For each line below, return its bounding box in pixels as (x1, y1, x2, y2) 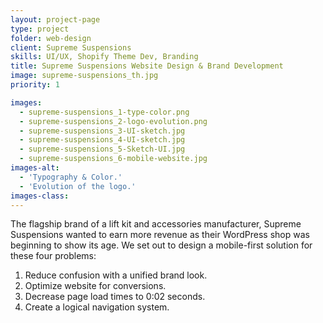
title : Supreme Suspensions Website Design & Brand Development (10, 61, 284, 71)
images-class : (10, 191, 70, 201)
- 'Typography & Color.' (19, 172, 123, 182)
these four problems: (10, 250, 97, 262)
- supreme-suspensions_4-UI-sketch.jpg (19, 135, 186, 145)
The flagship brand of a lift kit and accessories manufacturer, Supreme (10, 218, 302, 230)
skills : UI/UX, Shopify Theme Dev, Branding (10, 52, 199, 62)
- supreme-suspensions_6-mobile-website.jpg (19, 154, 208, 164)
